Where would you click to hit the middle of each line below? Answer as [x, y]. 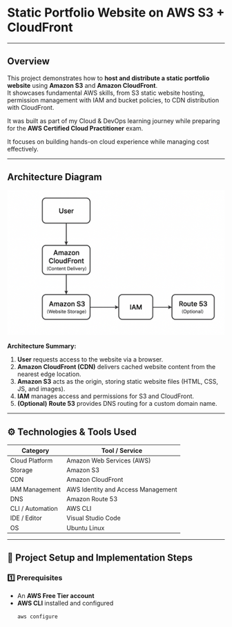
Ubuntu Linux [86, 527]
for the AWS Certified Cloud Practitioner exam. [75, 128]
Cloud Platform [31, 460]
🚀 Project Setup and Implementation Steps [100, 558]
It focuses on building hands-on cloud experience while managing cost [108, 141]
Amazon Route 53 [92, 498]
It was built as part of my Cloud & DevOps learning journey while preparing [114, 121]
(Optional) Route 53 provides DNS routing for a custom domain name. [117, 404]
